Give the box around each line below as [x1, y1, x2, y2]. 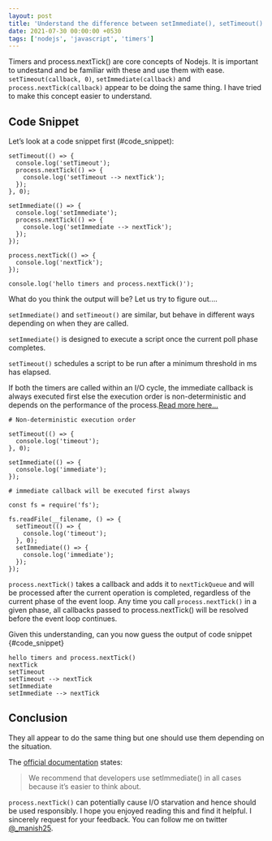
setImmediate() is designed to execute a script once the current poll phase [8, 334, 258, 344]
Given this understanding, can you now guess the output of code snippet [8, 630, 253, 640]
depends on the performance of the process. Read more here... [8, 400, 219, 410]
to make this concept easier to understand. [8, 91, 153, 101]
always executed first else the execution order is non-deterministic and [8, 391, 246, 402]
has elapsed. [8, 367, 51, 377]
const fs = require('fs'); [8, 501, 100, 510]
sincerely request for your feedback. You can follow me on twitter [8, 814, 228, 824]
